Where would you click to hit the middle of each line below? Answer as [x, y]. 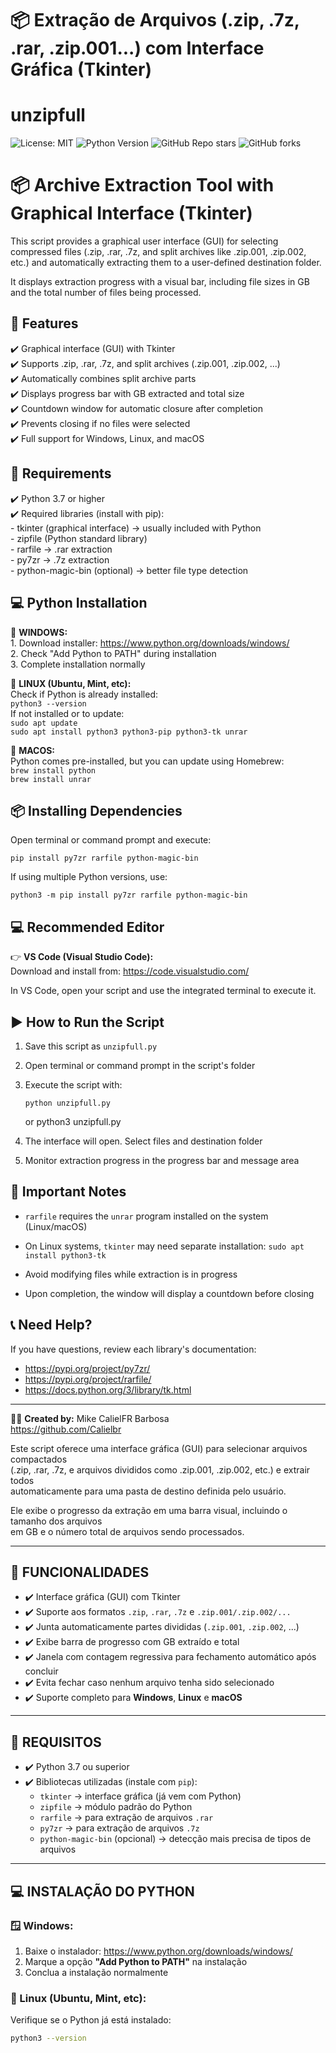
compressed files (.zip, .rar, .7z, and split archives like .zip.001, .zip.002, [158, 252]
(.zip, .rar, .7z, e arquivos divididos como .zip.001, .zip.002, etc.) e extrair [160, 1469]
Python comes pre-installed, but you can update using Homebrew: [147, 761]
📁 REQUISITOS [56, 1742]
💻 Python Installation [79, 603]
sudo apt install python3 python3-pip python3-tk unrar [129, 732]
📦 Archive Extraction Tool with [142, 185]
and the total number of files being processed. [106, 293]
